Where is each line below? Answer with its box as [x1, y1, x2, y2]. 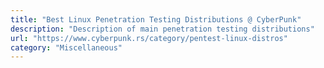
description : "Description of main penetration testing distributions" [10, 24, 315, 34]
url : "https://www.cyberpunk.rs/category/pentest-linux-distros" [10, 33, 288, 43]
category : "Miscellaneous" [10, 42, 123, 53]
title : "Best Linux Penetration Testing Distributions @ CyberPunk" [10, 14, 302, 25]
